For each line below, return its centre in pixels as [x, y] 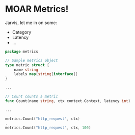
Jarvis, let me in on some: [31, 23]
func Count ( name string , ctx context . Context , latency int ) [68, 101]
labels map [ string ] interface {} [46, 74]
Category [22, 32]
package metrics [22, 52]
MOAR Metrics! [37, 9]
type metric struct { [27, 65]
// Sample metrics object [31, 60]
